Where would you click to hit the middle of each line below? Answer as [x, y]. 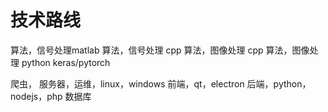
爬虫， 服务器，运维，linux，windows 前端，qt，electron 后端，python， [161, 83]
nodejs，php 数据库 [51, 96]
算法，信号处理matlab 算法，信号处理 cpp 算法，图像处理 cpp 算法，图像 [160, 50]
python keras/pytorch [66, 62]
